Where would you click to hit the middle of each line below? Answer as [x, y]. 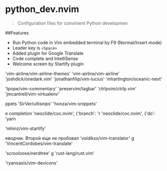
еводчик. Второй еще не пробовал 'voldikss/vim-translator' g [70, 138]
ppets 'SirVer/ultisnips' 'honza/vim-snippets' [51, 103]
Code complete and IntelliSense [45, 58]
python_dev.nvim [42, 9]
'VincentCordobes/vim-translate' [39, 143]
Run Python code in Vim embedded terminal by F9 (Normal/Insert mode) [87, 42]
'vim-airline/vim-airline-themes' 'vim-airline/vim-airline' [62, 73]
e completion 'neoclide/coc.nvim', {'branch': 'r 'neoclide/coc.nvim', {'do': [80, 113]
